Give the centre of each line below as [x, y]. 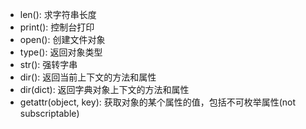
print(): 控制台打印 [57, 27]
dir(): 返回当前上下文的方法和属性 [88, 77]
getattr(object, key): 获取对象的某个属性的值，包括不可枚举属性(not [158, 102]
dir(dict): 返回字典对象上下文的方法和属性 [104, 89]
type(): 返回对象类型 [61, 52]
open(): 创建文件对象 [62, 39]
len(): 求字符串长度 [58, 14]
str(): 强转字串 [48, 64]
